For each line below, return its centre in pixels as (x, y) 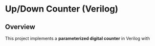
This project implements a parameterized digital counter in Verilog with (77, 38)
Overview (20, 27)
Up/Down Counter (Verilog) (62, 9)
